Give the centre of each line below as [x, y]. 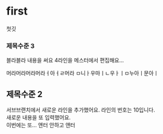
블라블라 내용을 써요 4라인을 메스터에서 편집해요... [65, 60]
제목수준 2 [24, 94]
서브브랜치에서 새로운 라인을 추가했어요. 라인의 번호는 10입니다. [81, 110]
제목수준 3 [21, 45]
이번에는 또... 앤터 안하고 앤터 [41, 125]
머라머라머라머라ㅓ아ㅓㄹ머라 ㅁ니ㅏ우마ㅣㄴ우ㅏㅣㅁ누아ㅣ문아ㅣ [82, 73]
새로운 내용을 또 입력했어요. [39, 118]
